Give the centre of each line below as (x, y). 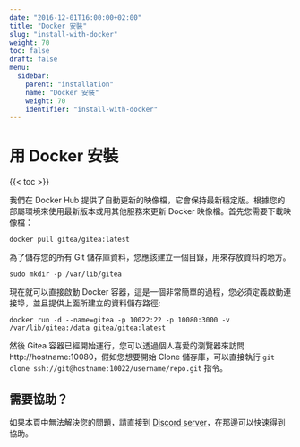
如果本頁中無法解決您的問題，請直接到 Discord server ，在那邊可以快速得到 (147, 422)
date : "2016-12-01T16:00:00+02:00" (76, 17)
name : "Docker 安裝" (62, 92)
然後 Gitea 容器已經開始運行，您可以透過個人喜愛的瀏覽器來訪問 (127, 346)
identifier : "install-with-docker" (92, 109)
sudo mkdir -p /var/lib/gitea (66, 274)
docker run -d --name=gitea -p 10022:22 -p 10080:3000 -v (120, 320)
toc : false (30, 51)
